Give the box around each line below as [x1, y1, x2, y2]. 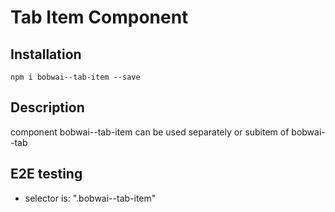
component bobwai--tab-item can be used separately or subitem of [10, 126, 290, 138]
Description [10, 99, 85, 116]
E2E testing [10, 166, 83, 183]
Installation [10, 46, 82, 63]
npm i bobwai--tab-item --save [10, 72, 141, 82]
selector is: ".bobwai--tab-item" [24, 192, 157, 204]
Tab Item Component [10, 6, 189, 29]
